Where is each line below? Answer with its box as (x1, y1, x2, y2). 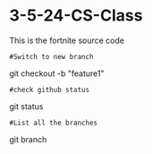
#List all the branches (9, 118, 98, 127)
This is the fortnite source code (9, 35, 125, 46)
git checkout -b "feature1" (9, 68, 105, 79)
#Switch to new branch (9, 52, 94, 61)
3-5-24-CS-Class (9, 5, 143, 26)
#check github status (9, 85, 90, 94)
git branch (9, 133, 47, 144)
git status (9, 100, 44, 112)
